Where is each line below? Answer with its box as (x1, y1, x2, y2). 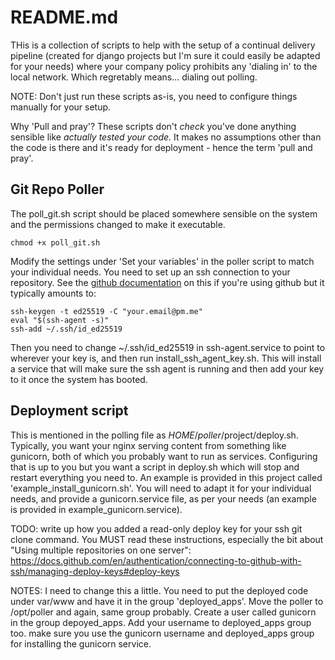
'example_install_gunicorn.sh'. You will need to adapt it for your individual (10, 482, 312, 494)
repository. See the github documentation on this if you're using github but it (10, 276, 325, 288)
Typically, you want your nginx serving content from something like (10, 439, 287, 451)
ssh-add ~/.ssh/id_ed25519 (10, 324, 123, 334)
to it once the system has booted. (10, 373, 148, 385)
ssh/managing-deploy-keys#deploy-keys (10, 565, 180, 577)
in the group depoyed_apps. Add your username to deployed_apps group (10, 616, 312, 628)
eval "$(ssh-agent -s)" (10, 315, 110, 325)
